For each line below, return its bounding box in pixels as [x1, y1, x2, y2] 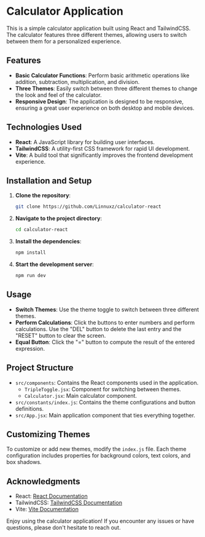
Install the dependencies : [15, 238, 82, 245]
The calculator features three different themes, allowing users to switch [6, 31, 187, 38]
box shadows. [6, 459, 42, 466]
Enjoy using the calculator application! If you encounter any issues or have [6, 517, 195, 525]
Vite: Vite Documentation [15, 506, 79, 513]
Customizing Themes [6, 429, 90, 440]
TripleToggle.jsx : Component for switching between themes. [24, 385, 181, 393]
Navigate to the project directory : [15, 215, 102, 222]
